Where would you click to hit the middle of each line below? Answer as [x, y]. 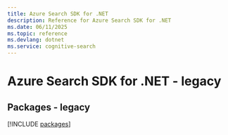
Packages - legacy [49, 107]
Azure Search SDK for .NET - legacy [114, 81]
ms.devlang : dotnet [36, 40]
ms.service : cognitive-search [52, 46]
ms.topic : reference [38, 33]
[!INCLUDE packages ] [39, 124]
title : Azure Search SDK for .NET [58, 14]
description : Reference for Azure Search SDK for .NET [89, 20]
